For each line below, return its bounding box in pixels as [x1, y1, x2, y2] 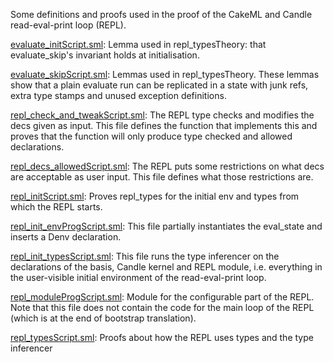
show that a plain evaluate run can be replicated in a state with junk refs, [10, 79, 309, 91]
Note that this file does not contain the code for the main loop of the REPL [10, 302, 315, 313]
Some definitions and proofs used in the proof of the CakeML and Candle [10, 9, 313, 20]
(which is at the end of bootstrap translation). [10, 312, 197, 324]
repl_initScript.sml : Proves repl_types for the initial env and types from [10, 190, 300, 202]
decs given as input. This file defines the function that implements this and [10, 120, 318, 131]
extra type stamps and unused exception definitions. [10, 90, 227, 101]
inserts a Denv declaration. [10, 231, 122, 243]
